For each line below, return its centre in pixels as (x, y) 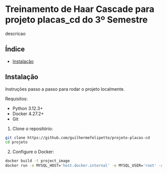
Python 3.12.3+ (28, 108)
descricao (15, 33)
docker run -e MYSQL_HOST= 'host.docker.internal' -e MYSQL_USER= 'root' (81, 166)
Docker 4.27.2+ (28, 114)
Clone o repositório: (33, 129)
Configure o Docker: (33, 152)
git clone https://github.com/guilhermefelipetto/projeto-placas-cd (78, 138)
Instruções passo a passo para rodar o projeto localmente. (65, 89)
